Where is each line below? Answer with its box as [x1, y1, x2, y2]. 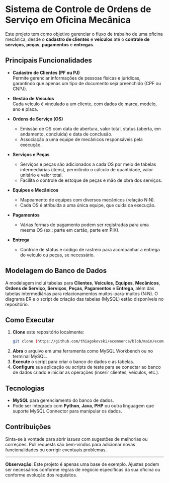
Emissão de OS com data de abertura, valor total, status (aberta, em [20, 125, 161, 131]
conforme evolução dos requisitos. [5, 472, 77, 478]
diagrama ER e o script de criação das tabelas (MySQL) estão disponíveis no [5, 296, 164, 302]
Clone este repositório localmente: [12, 329, 84, 335]
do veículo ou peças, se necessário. [20, 252, 95, 258]
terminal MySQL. [12, 354, 48, 360]
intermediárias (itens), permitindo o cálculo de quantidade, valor [20, 166, 153, 172]
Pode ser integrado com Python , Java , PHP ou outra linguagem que [12, 403, 154, 409]
